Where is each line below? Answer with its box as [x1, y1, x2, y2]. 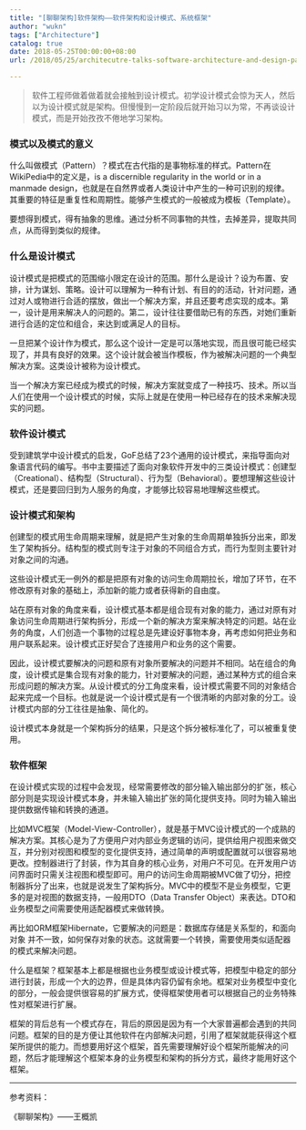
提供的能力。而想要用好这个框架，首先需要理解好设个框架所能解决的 [25, 1041, 280, 1053]
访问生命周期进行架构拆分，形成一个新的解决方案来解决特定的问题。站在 [16, 616, 289, 627]
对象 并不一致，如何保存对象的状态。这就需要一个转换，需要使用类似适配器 [9, 934, 291, 945]
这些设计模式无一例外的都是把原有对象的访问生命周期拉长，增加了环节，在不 [9, 573, 297, 584]
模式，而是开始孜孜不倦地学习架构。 [31, 113, 168, 123]
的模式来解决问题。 [9, 945, 82, 957]
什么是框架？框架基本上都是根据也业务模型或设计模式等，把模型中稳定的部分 [9, 965, 297, 976]
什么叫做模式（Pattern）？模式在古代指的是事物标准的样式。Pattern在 [9, 160, 271, 171]
